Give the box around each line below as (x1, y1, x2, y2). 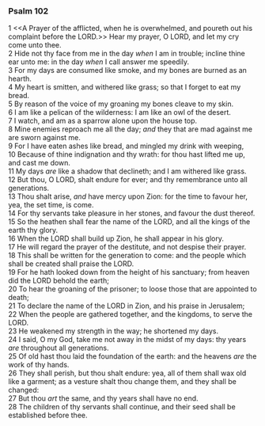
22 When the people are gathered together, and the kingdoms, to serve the (8, 310, 253, 319)
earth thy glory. (8, 226, 59, 235)
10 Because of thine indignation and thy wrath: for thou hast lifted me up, (8, 150, 245, 159)
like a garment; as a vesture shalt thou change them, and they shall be (8, 377, 237, 386)
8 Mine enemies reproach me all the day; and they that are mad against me (8, 124, 253, 134)
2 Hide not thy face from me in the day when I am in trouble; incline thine (8, 49, 245, 59)
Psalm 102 (8, 6, 49, 17)
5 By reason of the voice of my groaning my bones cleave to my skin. (8, 99, 234, 108)
